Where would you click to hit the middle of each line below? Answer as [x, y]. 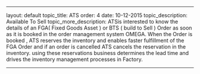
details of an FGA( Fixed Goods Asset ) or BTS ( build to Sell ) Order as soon [99, 28]
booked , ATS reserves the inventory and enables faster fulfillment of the [95, 40]
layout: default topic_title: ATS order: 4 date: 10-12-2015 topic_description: [97, 15]
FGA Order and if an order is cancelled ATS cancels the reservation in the [96, 47]
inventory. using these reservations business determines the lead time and [98, 53]
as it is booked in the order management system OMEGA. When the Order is [99, 34]
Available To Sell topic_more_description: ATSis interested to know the [92, 22]
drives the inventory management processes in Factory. [74, 59]
